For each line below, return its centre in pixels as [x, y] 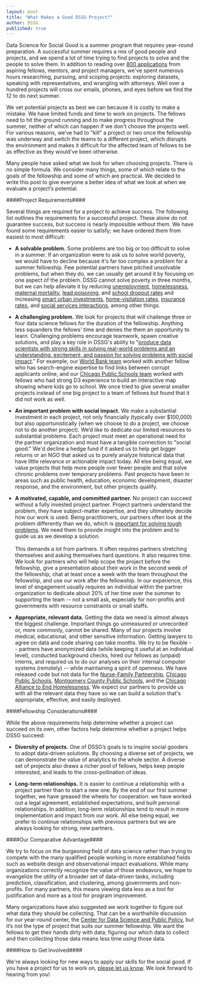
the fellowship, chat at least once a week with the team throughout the [101, 574]
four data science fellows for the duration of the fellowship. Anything [99, 323]
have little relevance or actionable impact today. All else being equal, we [103, 462]
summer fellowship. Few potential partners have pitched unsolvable [98, 267]
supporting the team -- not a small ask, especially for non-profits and [99, 600]
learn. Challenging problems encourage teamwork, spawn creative [96, 336]
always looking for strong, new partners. [64, 828]
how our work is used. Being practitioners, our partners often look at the [103, 517]
